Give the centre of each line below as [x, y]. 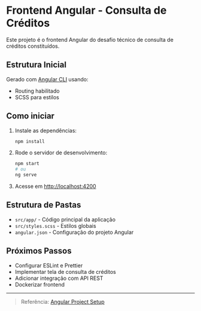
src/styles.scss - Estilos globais [56, 225]
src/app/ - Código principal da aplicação [65, 219]
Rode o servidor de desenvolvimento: [61, 153]
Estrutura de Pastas [44, 205]
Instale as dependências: [45, 130]
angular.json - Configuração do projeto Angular [74, 232]
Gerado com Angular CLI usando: [47, 79]
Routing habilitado [37, 91]
